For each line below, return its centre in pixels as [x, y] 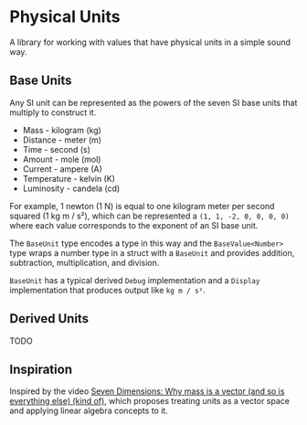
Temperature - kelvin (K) [69, 178]
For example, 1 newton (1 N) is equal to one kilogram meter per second [142, 206]
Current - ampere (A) [63, 169]
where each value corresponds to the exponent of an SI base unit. [134, 225]
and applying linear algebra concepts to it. [89, 411]
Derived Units [49, 319]
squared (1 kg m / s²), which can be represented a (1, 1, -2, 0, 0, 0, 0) [149, 216]
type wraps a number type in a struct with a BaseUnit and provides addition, [152, 252]
